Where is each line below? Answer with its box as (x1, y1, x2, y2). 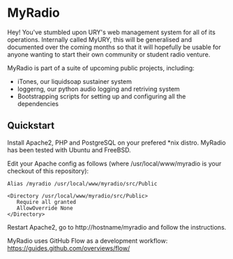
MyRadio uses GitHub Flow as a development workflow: (7, 236, 168, 245)
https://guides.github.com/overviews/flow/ (7, 244, 130, 252)
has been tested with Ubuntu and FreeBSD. (7, 145, 131, 154)
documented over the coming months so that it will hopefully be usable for (7, 43, 221, 51)
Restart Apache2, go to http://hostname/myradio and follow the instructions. (7, 223, 227, 231)
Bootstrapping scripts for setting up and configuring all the (17, 92, 186, 101)
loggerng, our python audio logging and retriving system (17, 84, 180, 93)
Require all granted (16, 198, 77, 205)
